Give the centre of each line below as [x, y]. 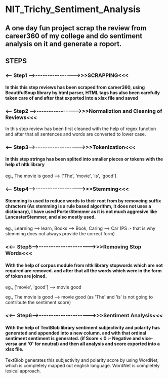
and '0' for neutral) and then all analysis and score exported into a [89, 344]
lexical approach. [23, 371]
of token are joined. [26, 276]
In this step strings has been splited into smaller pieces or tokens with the [84, 159]
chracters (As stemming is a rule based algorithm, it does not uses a [78, 206]
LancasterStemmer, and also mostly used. [51, 217]
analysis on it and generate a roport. [64, 44]
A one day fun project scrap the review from [76, 28]
